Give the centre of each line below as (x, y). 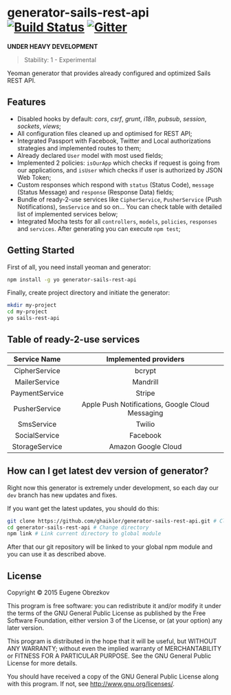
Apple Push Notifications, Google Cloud (145, 404)
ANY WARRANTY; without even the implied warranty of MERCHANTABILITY (114, 649)
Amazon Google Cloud (145, 446)
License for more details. (42, 663)
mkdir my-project (32, 305)
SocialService (37, 435)
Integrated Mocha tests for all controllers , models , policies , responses (117, 221)
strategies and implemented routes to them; (79, 148)
